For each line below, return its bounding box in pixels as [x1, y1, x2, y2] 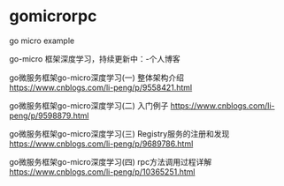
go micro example [9, 35, 75, 46]
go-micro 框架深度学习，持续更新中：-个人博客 [9, 53, 180, 63]
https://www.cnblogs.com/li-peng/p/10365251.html [9, 166, 196, 177]
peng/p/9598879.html [9, 110, 89, 121]
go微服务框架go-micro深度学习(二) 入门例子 [9, 100, 169, 111]
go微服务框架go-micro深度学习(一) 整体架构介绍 [9, 72, 184, 83]
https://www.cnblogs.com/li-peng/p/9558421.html [9, 82, 193, 93]
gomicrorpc [9, 6, 97, 26]
